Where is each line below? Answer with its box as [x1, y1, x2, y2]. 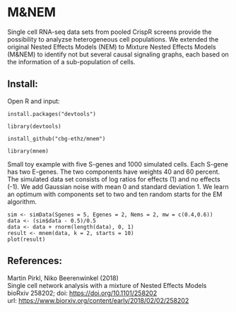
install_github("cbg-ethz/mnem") [7, 135, 106, 142]
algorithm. [7, 197, 37, 205]
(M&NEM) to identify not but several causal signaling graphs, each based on [7, 50, 230, 59]
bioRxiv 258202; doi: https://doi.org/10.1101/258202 [7, 289, 158, 297]
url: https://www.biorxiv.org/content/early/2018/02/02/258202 [7, 296, 189, 304]
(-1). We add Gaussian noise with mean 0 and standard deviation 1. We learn [7, 182, 229, 191]
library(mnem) [7, 148, 49, 155]
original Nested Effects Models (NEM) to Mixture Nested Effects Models [7, 42, 217, 51]
